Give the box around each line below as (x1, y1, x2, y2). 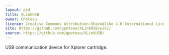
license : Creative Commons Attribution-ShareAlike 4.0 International (5, 21, 154, 26)
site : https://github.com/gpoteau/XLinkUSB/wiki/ (5, 26, 112, 31)
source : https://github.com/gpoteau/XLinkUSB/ (5, 30, 105, 35)
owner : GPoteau (5, 16, 37, 21)
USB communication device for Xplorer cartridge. (5, 44, 108, 50)
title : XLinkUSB (5, 12, 39, 17)
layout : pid (5, 7, 30, 12)
